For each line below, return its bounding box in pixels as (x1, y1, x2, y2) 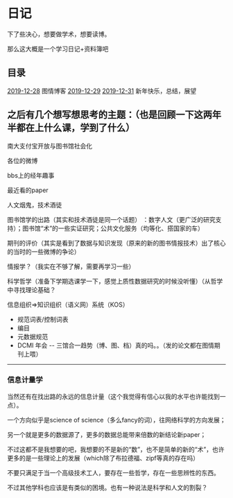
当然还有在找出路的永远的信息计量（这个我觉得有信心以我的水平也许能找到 (7, 392, 220, 400)
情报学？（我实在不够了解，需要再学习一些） (7, 262, 135, 271)
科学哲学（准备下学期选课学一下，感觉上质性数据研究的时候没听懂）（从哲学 (7, 277, 223, 285)
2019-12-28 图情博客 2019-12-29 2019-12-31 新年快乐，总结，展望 (7, 87, 196, 95)
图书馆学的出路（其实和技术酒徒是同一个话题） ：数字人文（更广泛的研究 (7, 215, 216, 223)
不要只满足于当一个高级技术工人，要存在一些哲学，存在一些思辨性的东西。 (7, 468, 220, 476)
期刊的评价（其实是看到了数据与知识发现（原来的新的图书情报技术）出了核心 (7, 239, 226, 247)
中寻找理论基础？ (7, 285, 56, 294)
